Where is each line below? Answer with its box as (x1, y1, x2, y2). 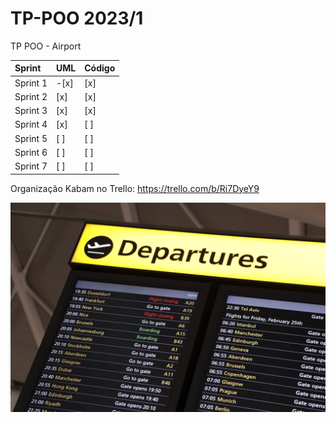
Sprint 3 (14, 105, 48, 117)
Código (84, 62, 116, 74)
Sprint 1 (14, 77, 48, 89)
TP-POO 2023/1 (10, 7, 144, 30)
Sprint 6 (14, 146, 48, 158)
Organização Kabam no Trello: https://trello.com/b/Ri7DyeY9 (10, 182, 260, 194)
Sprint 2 (14, 90, 48, 102)
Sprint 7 (14, 160, 48, 172)
